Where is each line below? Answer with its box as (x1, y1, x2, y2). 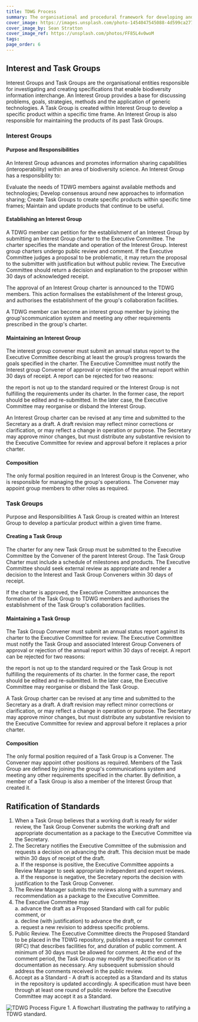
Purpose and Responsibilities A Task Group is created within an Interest (6, 513, 180, 520)
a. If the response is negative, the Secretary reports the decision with (14, 874, 183, 881)
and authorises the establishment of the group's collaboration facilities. (6, 297, 179, 304)
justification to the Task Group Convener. (14, 880, 114, 887)
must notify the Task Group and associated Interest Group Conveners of (6, 640, 181, 647)
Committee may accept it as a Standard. (14, 993, 113, 1000)
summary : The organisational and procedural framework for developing (6, 14, 183, 20)
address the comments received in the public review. (14, 968, 143, 975)
